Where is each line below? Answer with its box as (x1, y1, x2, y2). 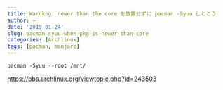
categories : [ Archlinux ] (7, 37, 80, 44)
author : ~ (7, 17, 36, 24)
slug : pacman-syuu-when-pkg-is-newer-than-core (7, 30, 149, 37)
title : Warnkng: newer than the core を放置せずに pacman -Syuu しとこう (7, 10, 217, 18)
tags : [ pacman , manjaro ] (7, 43, 80, 50)
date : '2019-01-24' (7, 23, 65, 30)
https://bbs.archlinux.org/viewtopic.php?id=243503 (7, 75, 157, 83)
